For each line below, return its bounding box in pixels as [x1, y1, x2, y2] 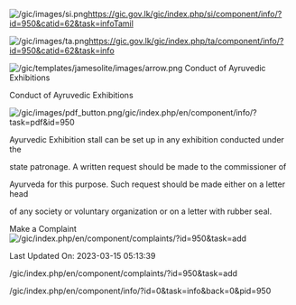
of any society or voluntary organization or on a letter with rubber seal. [9, 206, 273, 217]
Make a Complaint [9, 224, 77, 234]
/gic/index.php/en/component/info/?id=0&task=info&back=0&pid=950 [9, 285, 272, 296]
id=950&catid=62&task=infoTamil [9, 18, 134, 29]
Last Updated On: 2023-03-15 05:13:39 [9, 251, 156, 261]
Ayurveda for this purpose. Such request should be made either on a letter [9, 179, 286, 189]
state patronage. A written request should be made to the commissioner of [9, 162, 287, 171]
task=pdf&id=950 [9, 117, 75, 127]
